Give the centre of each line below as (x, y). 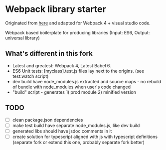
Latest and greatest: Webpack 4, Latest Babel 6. (62, 65)
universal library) (22, 38)
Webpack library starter (56, 9)
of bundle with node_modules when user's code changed (72, 87)
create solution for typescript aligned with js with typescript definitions (85, 137)
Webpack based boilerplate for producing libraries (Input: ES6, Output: (78, 32)
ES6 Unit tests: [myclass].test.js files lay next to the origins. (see (78, 71)
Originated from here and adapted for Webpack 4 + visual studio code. (78, 23)
